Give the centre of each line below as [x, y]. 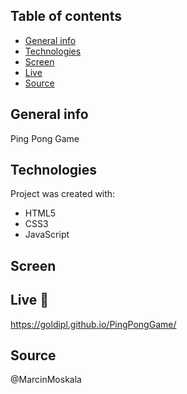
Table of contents [66, 16]
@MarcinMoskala [46, 380]
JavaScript [47, 235]
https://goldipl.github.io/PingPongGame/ [93, 324]
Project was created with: [63, 194]
